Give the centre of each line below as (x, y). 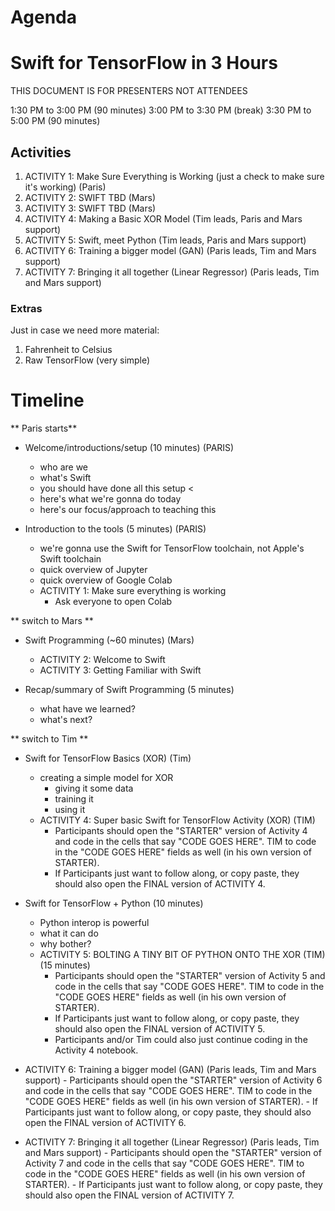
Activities (41, 152)
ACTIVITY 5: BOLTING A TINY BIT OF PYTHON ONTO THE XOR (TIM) (182, 955)
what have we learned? (87, 709)
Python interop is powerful (94, 923)
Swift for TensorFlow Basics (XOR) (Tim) (108, 758)
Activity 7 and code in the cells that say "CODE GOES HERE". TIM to (164, 1163)
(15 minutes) (65, 965)
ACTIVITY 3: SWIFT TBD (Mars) (90, 208)
